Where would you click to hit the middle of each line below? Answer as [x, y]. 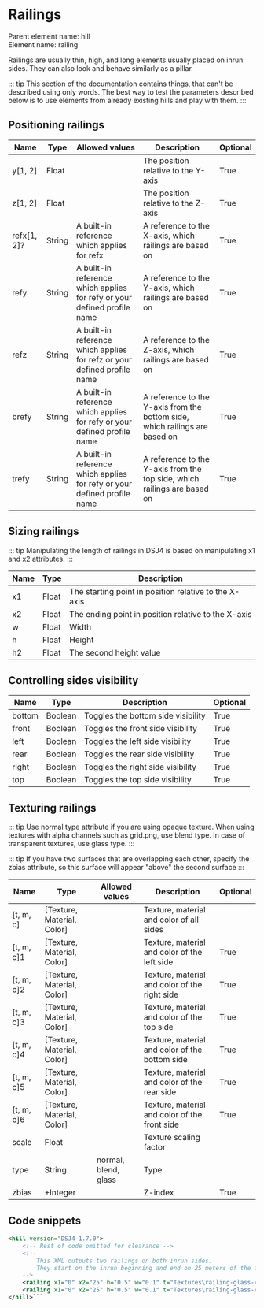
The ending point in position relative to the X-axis [161, 614]
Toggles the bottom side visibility [145, 716]
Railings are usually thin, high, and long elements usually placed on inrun [126, 60]
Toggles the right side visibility [140, 767]
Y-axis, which [169, 288]
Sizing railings [44, 531]
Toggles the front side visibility [141, 729]
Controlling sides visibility [73, 680]
